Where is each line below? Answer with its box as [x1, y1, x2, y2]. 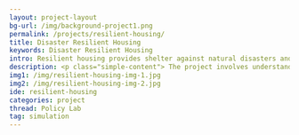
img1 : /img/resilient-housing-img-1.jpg [9, 71, 162, 80]
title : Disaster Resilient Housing [9, 37, 141, 47]
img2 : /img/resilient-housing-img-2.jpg [9, 79, 162, 88]
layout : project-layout [9, 12, 98, 22]
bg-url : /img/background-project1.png [9, 21, 153, 30]
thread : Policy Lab [9, 104, 82, 113]
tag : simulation [9, 112, 69, 121]
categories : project [9, 95, 86, 105]
